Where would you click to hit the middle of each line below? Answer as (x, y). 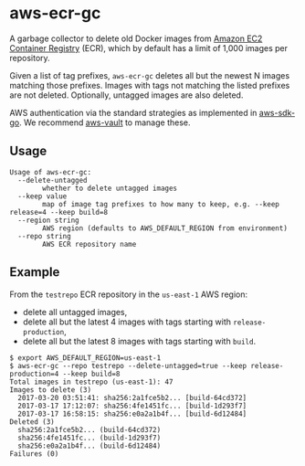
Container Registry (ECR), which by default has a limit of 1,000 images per (149, 48)
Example (35, 272)
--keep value (42, 196)
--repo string (44, 236)
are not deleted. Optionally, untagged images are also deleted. (126, 95)
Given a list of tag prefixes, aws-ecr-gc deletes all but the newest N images (150, 75)
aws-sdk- (277, 112)
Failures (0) (34, 454)
